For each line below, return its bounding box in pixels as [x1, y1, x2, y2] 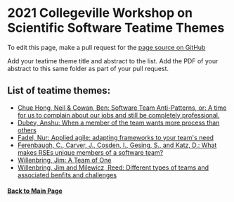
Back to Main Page [7, 187, 63, 195]
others [17, 125, 37, 134]
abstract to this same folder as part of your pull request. [7, 64, 169, 72]
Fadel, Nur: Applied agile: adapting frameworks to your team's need [17, 133, 214, 141]
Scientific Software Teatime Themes [7, 20, 225, 36]
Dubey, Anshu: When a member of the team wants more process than [17, 118, 220, 127]
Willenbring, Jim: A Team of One [17, 156, 112, 164]
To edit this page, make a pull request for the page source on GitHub [7, 43, 206, 51]
